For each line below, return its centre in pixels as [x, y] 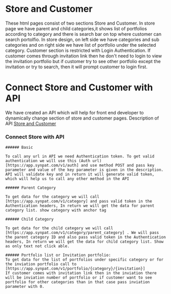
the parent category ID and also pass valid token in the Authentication [86, 237]
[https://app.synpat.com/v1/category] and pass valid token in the [79, 201]
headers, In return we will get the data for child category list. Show [84, 242]
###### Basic [19, 148]
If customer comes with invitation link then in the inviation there [81, 273]
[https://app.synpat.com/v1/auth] [42, 165]
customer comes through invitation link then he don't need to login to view [84, 56]
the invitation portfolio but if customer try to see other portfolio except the [83, 61]
